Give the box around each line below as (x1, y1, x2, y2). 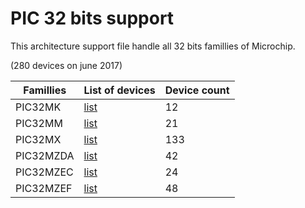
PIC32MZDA (15, 148, 75, 162)
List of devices (83, 83, 156, 97)
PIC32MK (15, 100, 62, 114)
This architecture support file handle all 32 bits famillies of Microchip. (10, 40, 296, 52)
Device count (164, 83, 230, 97)
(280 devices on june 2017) (10, 59, 123, 71)
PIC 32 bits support (10, 7, 175, 30)
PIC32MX (15, 132, 62, 146)
